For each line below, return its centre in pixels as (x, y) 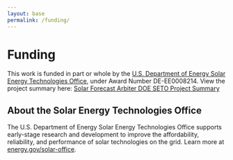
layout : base (26, 14)
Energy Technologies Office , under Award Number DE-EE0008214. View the (116, 81)
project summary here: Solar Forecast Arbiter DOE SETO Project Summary (114, 88)
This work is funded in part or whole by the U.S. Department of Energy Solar (116, 74)
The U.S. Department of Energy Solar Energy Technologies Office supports (115, 127)
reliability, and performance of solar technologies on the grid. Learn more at (116, 142)
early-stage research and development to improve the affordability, (103, 135)
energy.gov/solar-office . (42, 150)
